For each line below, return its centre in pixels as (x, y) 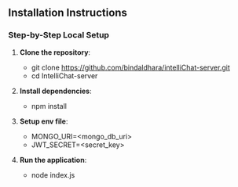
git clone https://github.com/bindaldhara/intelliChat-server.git (130, 67)
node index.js (53, 174)
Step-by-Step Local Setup (59, 35)
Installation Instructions (68, 13)
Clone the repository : (55, 52)
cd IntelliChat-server (64, 76)
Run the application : (53, 160)
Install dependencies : (55, 91)
